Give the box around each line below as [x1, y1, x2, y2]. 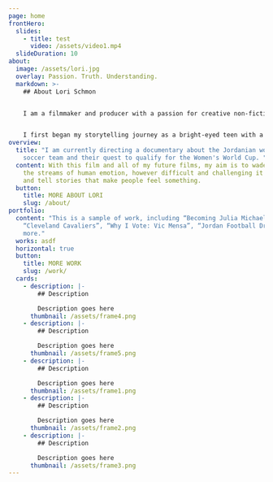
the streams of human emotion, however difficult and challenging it [23, 168, 264, 177]
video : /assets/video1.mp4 [29, 42, 122, 50]
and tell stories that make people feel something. [23, 176, 201, 185]
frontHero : [8, 20, 45, 28]
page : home [8, 11, 45, 20]
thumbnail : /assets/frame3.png [29, 461, 136, 470]
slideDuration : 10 [15, 50, 79, 58]
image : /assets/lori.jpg [15, 65, 100, 73]
